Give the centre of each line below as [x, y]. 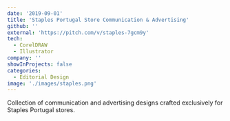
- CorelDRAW [31, 45]
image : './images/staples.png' [52, 83]
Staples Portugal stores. [41, 110]
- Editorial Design [41, 77]
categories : [24, 70]
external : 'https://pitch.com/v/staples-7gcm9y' [78, 32]
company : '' [24, 58]
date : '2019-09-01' [35, 13]
